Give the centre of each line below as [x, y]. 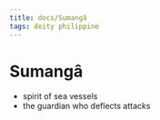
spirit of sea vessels [60, 96]
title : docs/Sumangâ [49, 18]
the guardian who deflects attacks [86, 106]
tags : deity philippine [55, 26]
